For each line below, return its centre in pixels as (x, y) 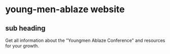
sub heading (25, 28)
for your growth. (22, 46)
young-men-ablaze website (65, 9)
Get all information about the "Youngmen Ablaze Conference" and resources (85, 40)
